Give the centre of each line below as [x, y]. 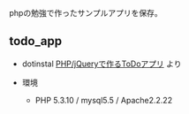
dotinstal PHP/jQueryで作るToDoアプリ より [102, 64]
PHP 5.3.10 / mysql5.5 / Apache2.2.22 [104, 100]
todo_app [36, 41]
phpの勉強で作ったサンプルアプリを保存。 [86, 13]
